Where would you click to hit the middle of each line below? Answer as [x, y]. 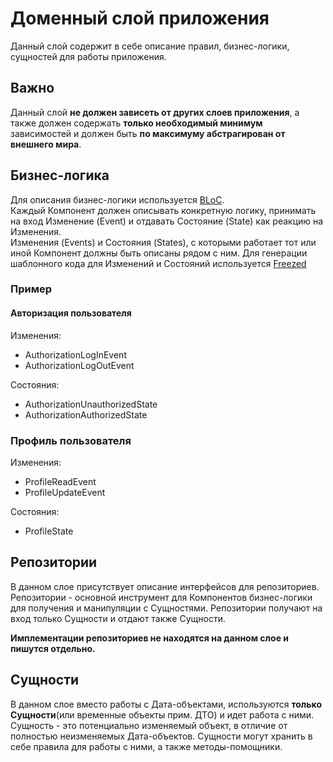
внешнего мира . [46, 144]
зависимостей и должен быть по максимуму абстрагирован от [148, 133]
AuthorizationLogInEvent [75, 354]
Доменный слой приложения [140, 18]
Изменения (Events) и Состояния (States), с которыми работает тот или [163, 242]
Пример [31, 289]
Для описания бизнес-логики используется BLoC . [117, 199]
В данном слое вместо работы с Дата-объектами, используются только [166, 704]
